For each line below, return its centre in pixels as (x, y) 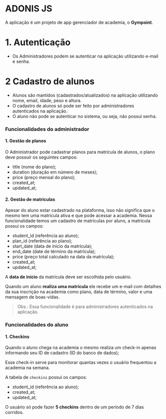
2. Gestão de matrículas (30, 199)
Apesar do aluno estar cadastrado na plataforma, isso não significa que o (80, 210)
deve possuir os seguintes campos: (41, 157)
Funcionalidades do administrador (47, 129)
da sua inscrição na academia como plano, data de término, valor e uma (79, 292)
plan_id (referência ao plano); (42, 241)
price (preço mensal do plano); (44, 177)
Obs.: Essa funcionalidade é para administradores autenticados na (85, 307)
